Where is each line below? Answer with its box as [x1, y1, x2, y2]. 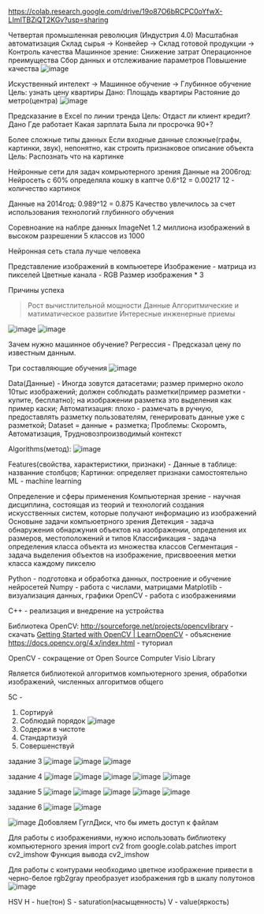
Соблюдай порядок [19, 716, 86, 725]
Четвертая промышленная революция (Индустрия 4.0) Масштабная [8, 31, 239, 39]
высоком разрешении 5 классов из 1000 [8, 231, 145, 240]
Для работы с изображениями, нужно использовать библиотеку [8, 833, 227, 842]
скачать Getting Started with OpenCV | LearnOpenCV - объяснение [8, 630, 232, 639]
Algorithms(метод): [8, 444, 72, 453]
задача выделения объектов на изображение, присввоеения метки [8, 550, 236, 560]
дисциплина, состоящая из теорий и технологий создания [8, 500, 205, 509]
